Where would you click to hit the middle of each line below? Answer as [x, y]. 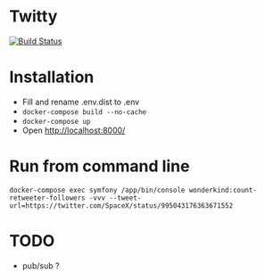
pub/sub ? [41, 266]
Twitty [33, 16]
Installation [52, 77]
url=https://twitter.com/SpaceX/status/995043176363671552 [121, 206]
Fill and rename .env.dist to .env [81, 102]
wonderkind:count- [223, 190]
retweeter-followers [48, 198]
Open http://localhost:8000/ [74, 130]
